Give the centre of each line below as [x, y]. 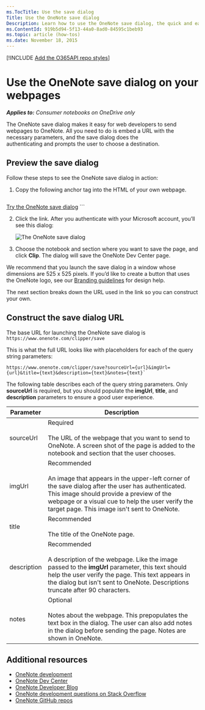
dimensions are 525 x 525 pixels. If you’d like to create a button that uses [98, 273]
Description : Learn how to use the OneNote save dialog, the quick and [99, 23]
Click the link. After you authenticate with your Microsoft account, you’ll [105, 218]
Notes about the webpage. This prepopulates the [118, 615]
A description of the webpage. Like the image [113, 559]
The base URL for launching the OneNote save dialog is [76, 332]
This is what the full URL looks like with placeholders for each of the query [100, 350]
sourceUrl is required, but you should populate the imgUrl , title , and [92, 390]
